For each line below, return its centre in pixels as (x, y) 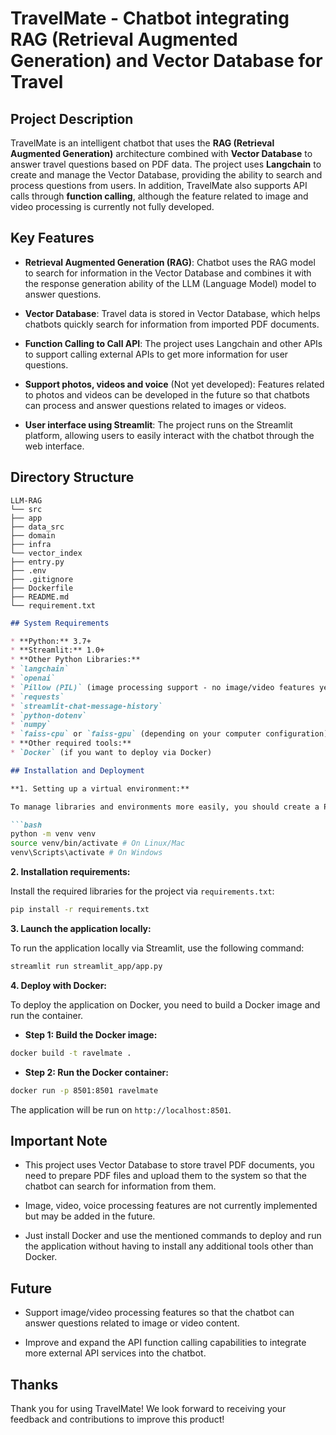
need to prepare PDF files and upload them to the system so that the (166, 1176)
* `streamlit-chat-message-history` (86, 706)
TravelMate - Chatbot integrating (150, 18)
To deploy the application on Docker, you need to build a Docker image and (165, 1004)
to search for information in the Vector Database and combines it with (168, 273)
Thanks (34, 1384)
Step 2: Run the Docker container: (96, 1072)
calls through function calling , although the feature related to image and (159, 196)
